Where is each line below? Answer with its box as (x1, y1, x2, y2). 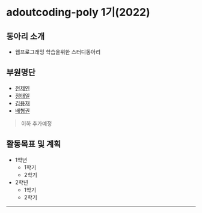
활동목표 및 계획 (6, 139, 61, 149)
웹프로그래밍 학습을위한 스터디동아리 (14, 49, 101, 55)
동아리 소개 (6, 31, 45, 41)
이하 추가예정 (20, 119, 52, 127)
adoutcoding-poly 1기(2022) (6, 5, 150, 19)
